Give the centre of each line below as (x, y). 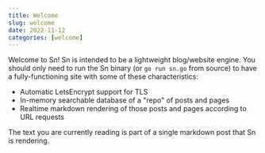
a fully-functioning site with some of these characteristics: (104, 76)
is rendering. (29, 141)
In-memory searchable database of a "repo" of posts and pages (125, 100)
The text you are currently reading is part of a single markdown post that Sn (132, 132)
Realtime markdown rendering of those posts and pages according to (133, 109)
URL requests (42, 117)
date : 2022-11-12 (37, 30)
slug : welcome (32, 23)
